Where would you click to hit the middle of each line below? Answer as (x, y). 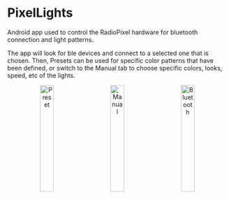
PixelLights (40, 13)
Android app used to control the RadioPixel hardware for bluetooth (103, 32)
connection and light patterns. (51, 39)
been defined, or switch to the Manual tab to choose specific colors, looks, (115, 68)
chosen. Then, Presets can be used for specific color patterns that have (111, 60)
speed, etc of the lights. (41, 75)
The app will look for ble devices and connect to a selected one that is (108, 53)
